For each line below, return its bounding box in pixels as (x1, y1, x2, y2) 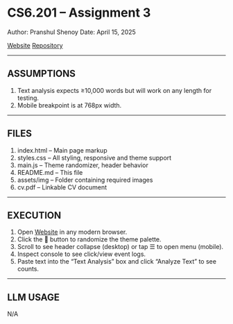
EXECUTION (7, 210, 62, 221)
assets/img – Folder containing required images (17, 176, 153, 184)
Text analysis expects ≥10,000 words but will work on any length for (17, 86, 212, 94)
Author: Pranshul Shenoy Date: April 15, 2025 (7, 28, 137, 36)
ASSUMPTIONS (7, 68, 76, 80)
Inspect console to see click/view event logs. (17, 250, 146, 258)
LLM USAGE (7, 291, 60, 303)
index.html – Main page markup (17, 146, 107, 154)
